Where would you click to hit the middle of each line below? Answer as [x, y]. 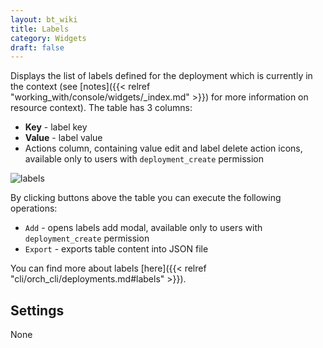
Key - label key [56, 127]
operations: [34, 208]
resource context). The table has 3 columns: [101, 108]
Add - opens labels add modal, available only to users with [143, 228]
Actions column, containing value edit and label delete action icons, [163, 148]
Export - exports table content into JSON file [116, 249]
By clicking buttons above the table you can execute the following [146, 198]
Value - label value [63, 138]
